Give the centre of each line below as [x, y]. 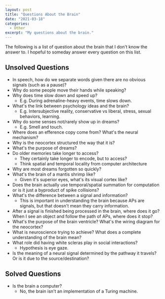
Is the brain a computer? [37, 286]
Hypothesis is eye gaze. [44, 248]
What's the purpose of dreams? [44, 148]
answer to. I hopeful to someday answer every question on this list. [73, 52]
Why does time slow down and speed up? [55, 95]
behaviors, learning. [40, 116]
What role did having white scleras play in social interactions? [75, 243]
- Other [18, 28]
